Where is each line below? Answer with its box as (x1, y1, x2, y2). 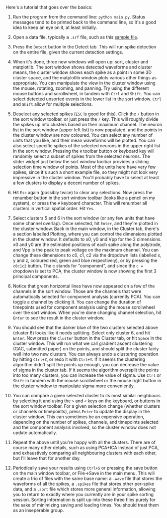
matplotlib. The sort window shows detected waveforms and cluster (12, 64, 152, 70)
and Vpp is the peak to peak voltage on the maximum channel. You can (12, 247, 159, 253)
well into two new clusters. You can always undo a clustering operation (12, 351, 159, 357)
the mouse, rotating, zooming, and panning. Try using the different (12, 85, 149, 91)
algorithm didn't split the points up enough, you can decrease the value (12, 362, 160, 367)
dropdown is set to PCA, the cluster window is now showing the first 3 (12, 268, 157, 274)
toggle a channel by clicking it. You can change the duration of (12, 299, 141, 305)
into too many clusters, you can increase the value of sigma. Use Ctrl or (12, 372, 161, 378)
